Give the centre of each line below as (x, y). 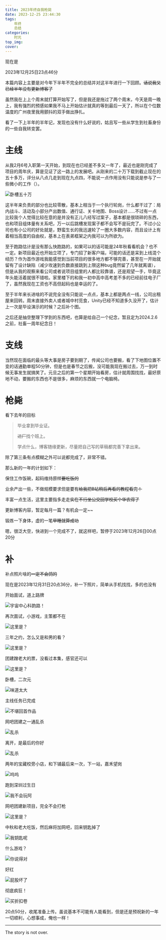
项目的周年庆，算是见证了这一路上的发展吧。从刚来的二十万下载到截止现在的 (83, 171)
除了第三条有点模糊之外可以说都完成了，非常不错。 (57, 457)
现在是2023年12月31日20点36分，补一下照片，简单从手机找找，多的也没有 (81, 584)
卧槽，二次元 (18, 680)
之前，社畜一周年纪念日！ (31, 323)
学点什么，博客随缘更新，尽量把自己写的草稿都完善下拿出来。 (80, 447)
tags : (11, 19)
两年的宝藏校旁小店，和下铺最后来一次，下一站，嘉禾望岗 (63, 764)
